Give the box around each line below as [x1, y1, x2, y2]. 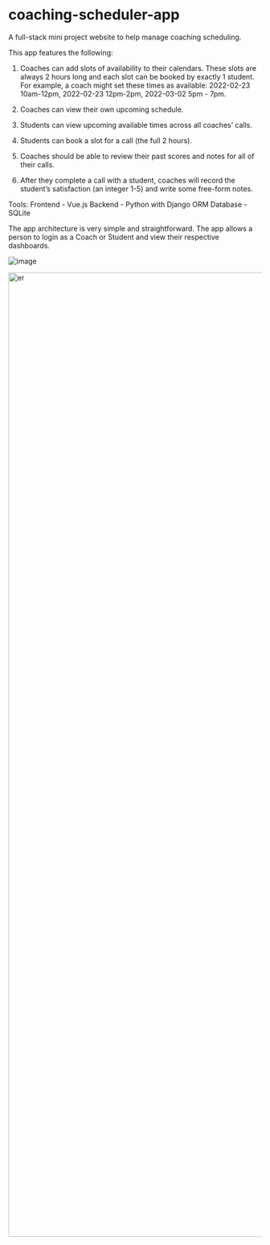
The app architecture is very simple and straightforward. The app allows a [8, 223, 253, 233]
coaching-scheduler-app [8, 6, 180, 24]
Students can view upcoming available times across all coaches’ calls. [19, 120, 253, 129]
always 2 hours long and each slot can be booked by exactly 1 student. [19, 72, 255, 81]
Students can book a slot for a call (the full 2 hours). [19, 135, 193, 145]
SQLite [8, 207, 31, 218]
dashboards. [8, 240, 51, 250]
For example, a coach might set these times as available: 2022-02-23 [19, 80, 251, 90]
